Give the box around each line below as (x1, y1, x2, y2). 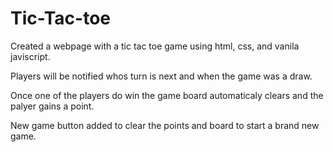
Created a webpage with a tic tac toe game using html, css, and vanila (10, 40, 300, 52)
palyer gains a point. (10, 100, 95, 112)
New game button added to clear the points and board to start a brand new (10, 119, 320, 131)
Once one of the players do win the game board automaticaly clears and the (10, 89, 324, 101)
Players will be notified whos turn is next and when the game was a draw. (10, 70, 313, 82)
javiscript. (10, 50, 51, 62)
